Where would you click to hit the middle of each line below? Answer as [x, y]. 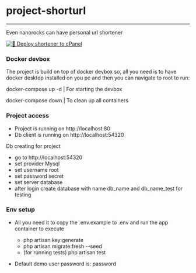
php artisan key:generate [53, 240]
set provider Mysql [37, 163]
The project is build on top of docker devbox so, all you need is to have [91, 72]
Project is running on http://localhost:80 [62, 128]
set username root [37, 170]
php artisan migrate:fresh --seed [62, 246]
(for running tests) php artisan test [64, 252]
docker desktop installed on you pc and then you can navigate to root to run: [98, 78]
